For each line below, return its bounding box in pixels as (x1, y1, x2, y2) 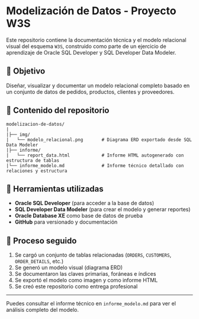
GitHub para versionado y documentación (14, 218, 118, 226)
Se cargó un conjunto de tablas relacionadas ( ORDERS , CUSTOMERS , (14, 251, 172, 259)
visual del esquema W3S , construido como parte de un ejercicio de (6, 43, 167, 50)
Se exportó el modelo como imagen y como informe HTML (14, 277, 158, 284)
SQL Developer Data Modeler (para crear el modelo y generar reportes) (14, 206, 191, 213)
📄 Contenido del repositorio (6, 106, 110, 116)
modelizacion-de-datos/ (6, 121, 65, 127)
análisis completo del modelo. (6, 307, 79, 314)
